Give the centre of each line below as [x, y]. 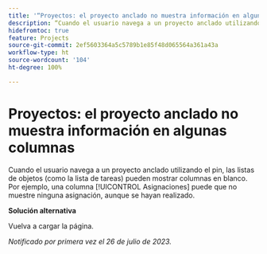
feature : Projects [39, 38]
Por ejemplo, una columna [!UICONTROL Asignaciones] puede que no [123, 186]
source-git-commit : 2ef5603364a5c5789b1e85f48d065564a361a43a [113, 45]
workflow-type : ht [39, 53]
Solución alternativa [43, 210]
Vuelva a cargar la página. [51, 226]
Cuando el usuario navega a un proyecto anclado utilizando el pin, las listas [132, 170]
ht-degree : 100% [35, 68]
